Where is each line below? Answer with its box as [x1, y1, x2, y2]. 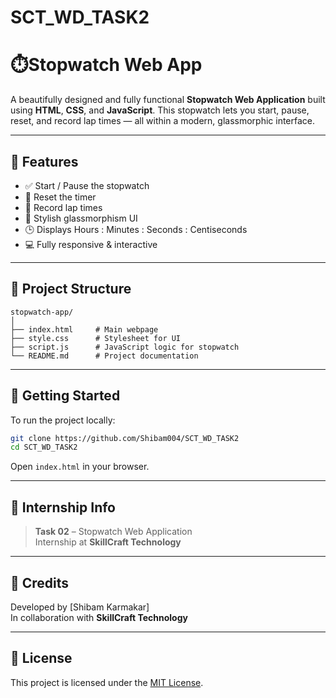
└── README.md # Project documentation [10, 351, 199, 361]
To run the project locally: [10, 414, 116, 426]
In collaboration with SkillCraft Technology [10, 611, 188, 623]
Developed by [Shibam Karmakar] [10, 601, 150, 613]
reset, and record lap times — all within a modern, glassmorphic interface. [10, 115, 316, 127]
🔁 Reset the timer [24, 191, 97, 203]
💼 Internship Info [10, 499, 116, 516]
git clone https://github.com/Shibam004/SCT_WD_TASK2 [10, 433, 240, 443]
